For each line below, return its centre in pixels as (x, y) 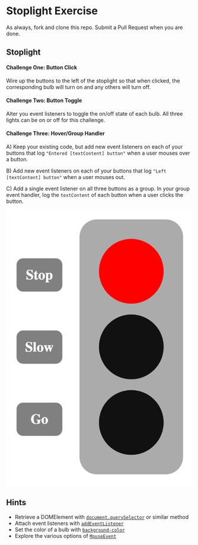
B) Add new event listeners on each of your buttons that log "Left (86, 171)
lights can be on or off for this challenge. (56, 120)
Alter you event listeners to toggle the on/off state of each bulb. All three (95, 113)
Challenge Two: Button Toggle (44, 101)
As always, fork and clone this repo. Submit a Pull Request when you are (95, 27)
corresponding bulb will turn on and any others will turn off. (79, 87)
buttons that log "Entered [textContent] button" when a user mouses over (98, 153)
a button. (17, 159)
